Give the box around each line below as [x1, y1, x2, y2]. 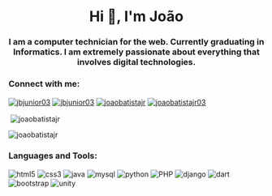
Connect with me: [8, 79, 80, 90]
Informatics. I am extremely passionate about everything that [13, 46, 260, 58]
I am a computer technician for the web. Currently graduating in [8, 36, 265, 48]
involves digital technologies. [76, 57, 196, 68]
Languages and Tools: [8, 150, 97, 161]
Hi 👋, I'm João [89, 7, 184, 26]
